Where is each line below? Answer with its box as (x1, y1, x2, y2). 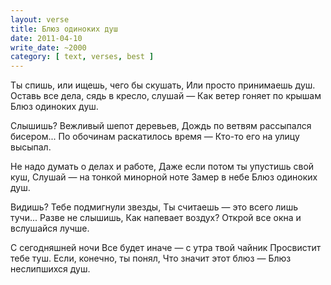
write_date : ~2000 (10, 42, 87, 53)
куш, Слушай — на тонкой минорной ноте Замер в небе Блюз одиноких (10, 171, 318, 183)
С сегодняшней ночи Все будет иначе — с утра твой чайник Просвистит (10, 242, 322, 254)
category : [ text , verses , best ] (10, 52, 155, 62)
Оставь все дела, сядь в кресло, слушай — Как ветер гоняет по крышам (10, 90, 322, 102)
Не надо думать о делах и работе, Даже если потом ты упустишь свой (10, 161, 315, 173)
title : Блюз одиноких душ (10, 24, 118, 34)
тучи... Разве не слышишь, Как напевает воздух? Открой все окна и (10, 212, 302, 224)
